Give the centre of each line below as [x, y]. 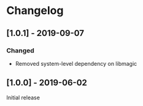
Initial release [23, 97]
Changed [21, 51]
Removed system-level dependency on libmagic [76, 63]
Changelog [35, 11]
